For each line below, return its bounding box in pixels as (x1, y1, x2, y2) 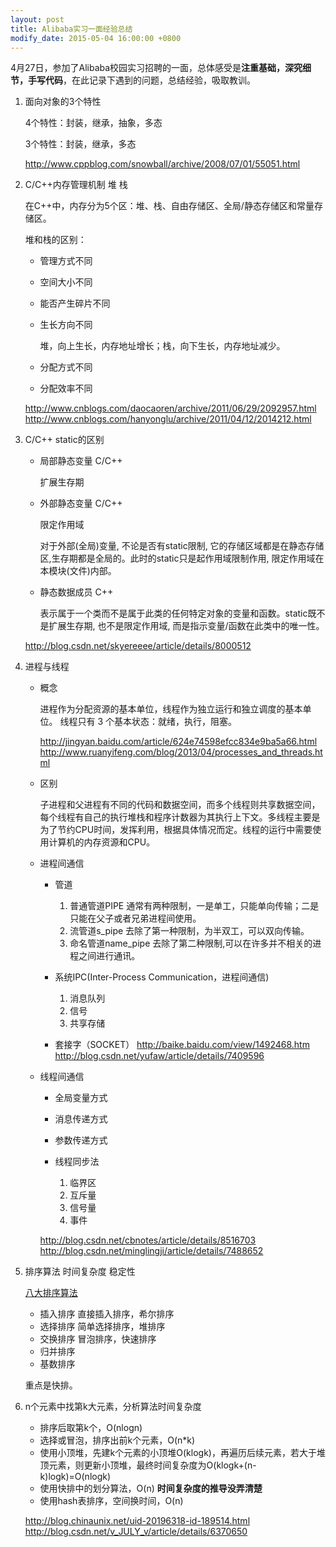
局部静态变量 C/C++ (39, 455, 123, 467)
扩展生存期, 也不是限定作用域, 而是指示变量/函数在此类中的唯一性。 (48, 620, 325, 632)
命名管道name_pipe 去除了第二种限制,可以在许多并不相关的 (69, 937, 313, 950)
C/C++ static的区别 (24, 434, 105, 446)
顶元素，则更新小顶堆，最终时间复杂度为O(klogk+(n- (39, 1459, 257, 1471)
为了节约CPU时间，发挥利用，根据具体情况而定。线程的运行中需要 (39, 824, 313, 836)
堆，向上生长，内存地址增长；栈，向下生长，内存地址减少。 (39, 340, 286, 352)
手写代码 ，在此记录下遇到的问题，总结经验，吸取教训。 (27, 74, 256, 86)
